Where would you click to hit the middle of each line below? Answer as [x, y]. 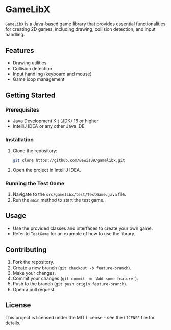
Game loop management [39, 79]
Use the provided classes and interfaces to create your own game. [83, 228]
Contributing [26, 250]
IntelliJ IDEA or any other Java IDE [48, 126]
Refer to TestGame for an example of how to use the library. [74, 233]
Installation [20, 140]
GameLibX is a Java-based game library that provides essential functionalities [86, 24]
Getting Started [30, 95]
